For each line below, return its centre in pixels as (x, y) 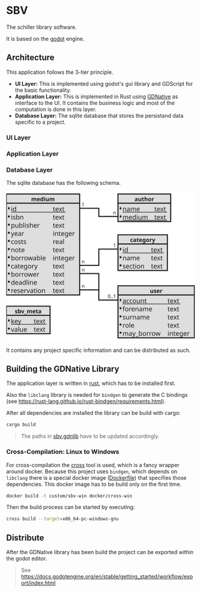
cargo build (21, 425)
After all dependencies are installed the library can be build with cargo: (93, 413)
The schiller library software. (42, 27)
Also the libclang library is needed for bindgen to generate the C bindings (97, 395)
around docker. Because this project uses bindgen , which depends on (92, 471)
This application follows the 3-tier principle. (60, 72)
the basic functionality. (43, 90)
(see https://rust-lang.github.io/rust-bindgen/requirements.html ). (86, 401)
